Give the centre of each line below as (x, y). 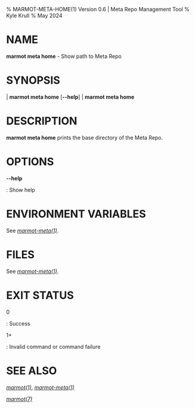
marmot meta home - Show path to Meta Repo (64, 56)
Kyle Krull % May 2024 (34, 16)
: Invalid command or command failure (53, 346)
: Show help (21, 190)
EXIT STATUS (40, 295)
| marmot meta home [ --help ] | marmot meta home (70, 97)
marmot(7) (19, 399)
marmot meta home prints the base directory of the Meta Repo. (85, 137)
